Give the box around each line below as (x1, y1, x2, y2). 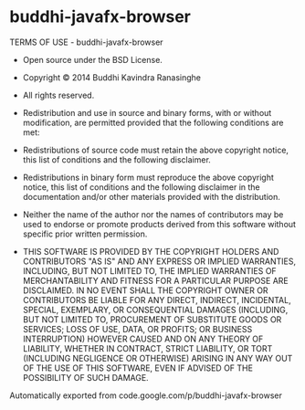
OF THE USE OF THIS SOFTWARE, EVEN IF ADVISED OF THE (22, 363, 254, 373)
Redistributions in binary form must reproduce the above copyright (22, 172, 274, 183)
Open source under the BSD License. (22, 54, 163, 65)
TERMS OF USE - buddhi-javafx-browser (9, 37, 163, 47)
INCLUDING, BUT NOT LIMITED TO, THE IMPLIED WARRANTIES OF (22, 265, 277, 276)
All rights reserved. (22, 89, 95, 100)
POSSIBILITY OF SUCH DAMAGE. (22, 372, 149, 383)
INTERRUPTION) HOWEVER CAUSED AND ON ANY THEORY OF (22, 333, 264, 344)
